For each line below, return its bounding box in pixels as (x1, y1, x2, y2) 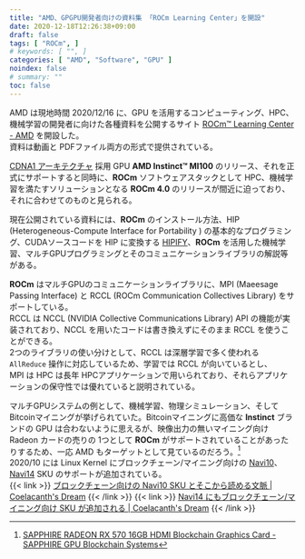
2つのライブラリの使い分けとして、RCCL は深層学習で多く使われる (9, 346, 261, 357)
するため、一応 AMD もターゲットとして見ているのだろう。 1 (16, 444, 241, 457)
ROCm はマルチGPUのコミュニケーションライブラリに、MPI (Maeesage (9, 278, 279, 289)
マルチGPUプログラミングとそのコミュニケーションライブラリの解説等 (25, 247, 289, 259)
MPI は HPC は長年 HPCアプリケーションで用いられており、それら (9, 369, 257, 380)
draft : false (9, 30, 59, 39)
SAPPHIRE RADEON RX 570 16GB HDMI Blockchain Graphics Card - (22, 529, 277, 541)
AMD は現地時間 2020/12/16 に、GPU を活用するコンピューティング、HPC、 (9, 106, 294, 118)
